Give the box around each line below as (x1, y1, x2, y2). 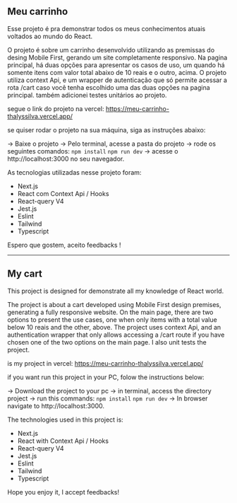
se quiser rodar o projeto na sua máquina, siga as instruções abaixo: (7, 125, 206, 134)
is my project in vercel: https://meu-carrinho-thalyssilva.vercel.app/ (7, 359, 204, 367)
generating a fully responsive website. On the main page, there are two (7, 308, 214, 316)
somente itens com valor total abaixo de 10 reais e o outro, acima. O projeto (7, 68, 227, 76)
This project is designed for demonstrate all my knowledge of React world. (7, 287, 224, 295)
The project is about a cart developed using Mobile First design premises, (7, 300, 221, 308)
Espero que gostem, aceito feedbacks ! (7, 241, 121, 249)
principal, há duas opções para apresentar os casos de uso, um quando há (7, 60, 225, 69)
